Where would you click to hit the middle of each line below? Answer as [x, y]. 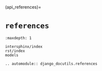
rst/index [15, 51]
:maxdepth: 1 [18, 38]
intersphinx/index [24, 47]
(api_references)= [23, 7]
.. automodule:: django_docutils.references [51, 64]
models [12, 55]
